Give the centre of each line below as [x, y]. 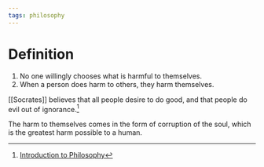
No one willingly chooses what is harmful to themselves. [111, 76]
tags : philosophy [37, 15]
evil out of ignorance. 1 [44, 108]
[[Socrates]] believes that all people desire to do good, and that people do [128, 100]
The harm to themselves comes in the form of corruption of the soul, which [130, 124]
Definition [41, 54]
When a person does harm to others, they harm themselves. [117, 84]
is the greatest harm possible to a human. [75, 133]
